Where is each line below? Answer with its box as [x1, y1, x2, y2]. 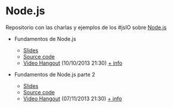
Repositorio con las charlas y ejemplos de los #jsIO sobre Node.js [5, 24, 167, 31]
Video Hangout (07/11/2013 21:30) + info [23, 95, 122, 102]
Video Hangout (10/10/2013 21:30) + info [23, 59, 123, 66]
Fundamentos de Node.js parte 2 [14, 71, 95, 78]
